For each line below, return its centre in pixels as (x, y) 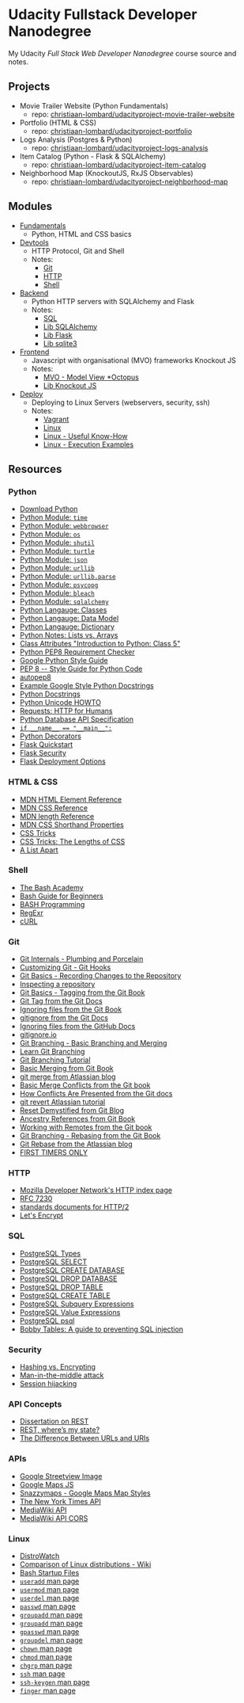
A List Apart (39, 850)
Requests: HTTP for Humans (66, 711)
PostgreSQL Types (50, 1253)
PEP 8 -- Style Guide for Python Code (81, 669)
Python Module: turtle (57, 551)
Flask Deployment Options (63, 761)
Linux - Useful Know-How (85, 436)
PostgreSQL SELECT (53, 1262)
